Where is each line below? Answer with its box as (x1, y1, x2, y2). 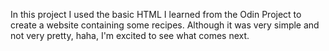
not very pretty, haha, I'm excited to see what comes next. (10, 30, 250, 41)
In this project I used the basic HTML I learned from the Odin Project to (10, 9, 302, 20)
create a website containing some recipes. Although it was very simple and (10, 19, 320, 31)
